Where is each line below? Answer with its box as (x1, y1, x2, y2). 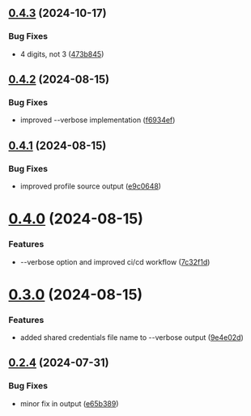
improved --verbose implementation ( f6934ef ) (19, 115, 176, 125)
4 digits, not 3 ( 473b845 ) (19, 49, 104, 59)
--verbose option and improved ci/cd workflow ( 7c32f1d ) (19, 257, 211, 266)
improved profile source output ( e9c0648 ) (19, 181, 162, 191)
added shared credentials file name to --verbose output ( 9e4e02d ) (19, 333, 245, 342)
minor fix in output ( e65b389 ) (19, 398, 119, 408)
